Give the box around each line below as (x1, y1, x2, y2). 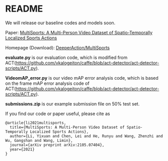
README (5, 3, 43, 15)
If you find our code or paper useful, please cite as (5, 111, 110, 117)
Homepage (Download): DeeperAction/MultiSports (5, 44, 110, 50)
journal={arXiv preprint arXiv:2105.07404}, (10, 142, 105, 147)
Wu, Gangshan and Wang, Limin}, (5, 138, 73, 143)
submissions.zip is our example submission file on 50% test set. (5, 100, 140, 106)
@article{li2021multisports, (5, 120, 66, 125)
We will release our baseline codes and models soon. (5, 20, 116, 26)
